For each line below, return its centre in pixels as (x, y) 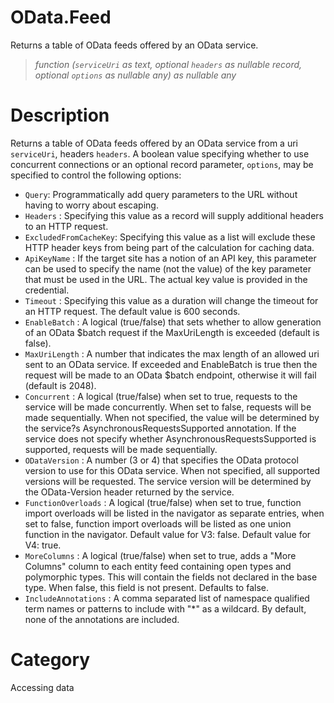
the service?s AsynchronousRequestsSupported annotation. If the (160, 428)
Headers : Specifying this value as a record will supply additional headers (174, 215)
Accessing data (42, 687)
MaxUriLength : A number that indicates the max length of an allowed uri (172, 353)
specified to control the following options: (96, 175)
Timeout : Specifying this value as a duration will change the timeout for (171, 300)
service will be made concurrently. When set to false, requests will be (168, 407)
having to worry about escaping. (91, 205)
